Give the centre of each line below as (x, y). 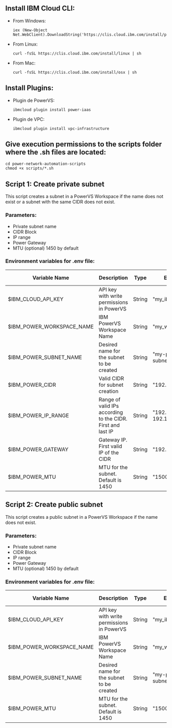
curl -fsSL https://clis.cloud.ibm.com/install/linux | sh (77, 53)
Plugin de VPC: (29, 119)
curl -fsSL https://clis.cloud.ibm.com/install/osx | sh (75, 72)
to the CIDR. (113, 418)
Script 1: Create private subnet (55, 184)
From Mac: (24, 63)
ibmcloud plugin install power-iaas (52, 109)
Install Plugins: (29, 88)
